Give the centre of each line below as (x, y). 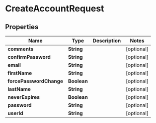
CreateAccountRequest (55, 9)
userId (15, 113)
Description (107, 41)
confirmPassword (29, 57)
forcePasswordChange (36, 81)
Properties (22, 27)
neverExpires (24, 97)
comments (21, 49)
